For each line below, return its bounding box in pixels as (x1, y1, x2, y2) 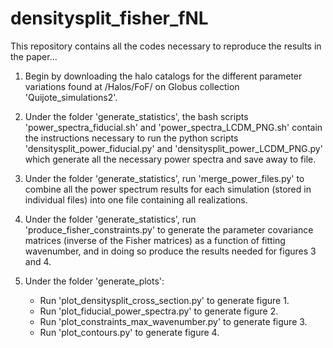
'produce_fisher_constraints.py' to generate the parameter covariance (24, 223, 314, 236)
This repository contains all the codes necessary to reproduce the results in (10, 40, 322, 52)
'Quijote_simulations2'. (24, 91, 118, 103)
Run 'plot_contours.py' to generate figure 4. (39, 326, 220, 338)
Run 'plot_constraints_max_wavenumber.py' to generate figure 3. (39, 315, 308, 327)
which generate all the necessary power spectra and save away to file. (24, 153, 317, 165)
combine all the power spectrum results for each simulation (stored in (24, 183, 312, 195)
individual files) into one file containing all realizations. (24, 193, 248, 206)
